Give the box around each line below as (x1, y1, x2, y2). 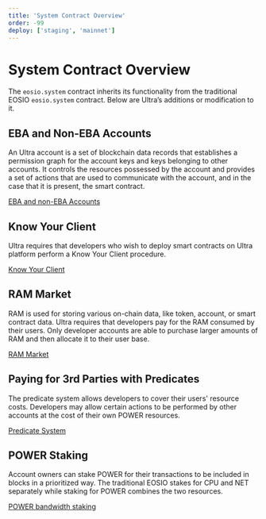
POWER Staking (8, 448, 89, 462)
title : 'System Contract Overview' (8, 11, 126, 20)
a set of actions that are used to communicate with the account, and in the (8, 173, 252, 183)
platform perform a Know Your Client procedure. (8, 249, 167, 259)
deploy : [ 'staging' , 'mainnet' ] (8, 26, 115, 34)
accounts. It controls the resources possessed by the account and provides (8, 164, 256, 175)
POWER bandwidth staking (8, 502, 97, 512)
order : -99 (8, 19, 44, 27)
